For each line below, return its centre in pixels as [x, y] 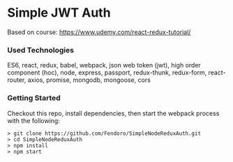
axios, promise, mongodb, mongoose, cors [89, 80]
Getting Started [34, 98]
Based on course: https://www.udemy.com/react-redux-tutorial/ [99, 32]
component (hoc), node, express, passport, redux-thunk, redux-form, [107, 73]
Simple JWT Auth [59, 13]
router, [17, 80]
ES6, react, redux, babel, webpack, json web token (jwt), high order [104, 65]
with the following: [34, 120]
